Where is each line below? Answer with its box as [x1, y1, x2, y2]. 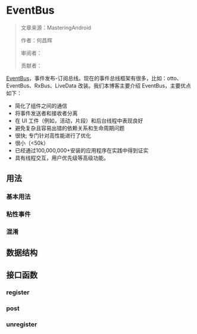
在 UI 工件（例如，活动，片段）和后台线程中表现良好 [14, 117, 143, 124]
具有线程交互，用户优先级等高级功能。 [14, 154, 109, 161]
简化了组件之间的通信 [14, 102, 67, 109]
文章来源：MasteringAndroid [20, 24, 91, 31]
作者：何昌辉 [20, 36, 52, 43]
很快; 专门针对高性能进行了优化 [14, 132, 91, 139]
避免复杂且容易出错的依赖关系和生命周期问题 [14, 124, 125, 132]
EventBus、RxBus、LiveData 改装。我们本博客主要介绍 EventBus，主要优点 [6, 82, 192, 89]
